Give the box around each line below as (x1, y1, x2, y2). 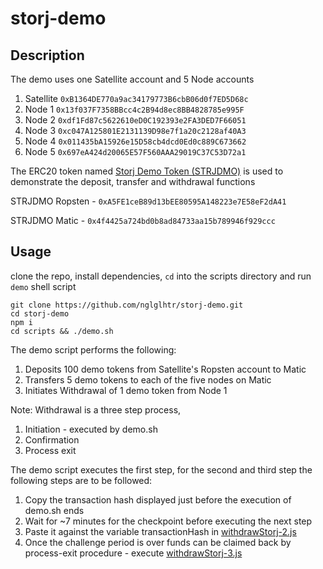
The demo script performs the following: (10, 343, 177, 356)
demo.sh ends (24, 504, 85, 516)
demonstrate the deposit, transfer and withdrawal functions (10, 176, 256, 187)
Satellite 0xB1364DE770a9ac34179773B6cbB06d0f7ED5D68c (24, 93, 249, 104)
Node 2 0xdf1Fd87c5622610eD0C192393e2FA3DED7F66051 (24, 114, 247, 126)
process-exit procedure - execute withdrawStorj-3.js (24, 547, 243, 559)
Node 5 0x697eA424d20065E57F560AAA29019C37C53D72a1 (24, 146, 247, 157)
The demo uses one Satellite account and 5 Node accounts (10, 73, 255, 85)
